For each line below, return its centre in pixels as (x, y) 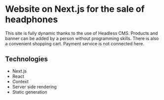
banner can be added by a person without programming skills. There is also (82, 38)
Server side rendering (34, 87)
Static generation (30, 92)
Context (20, 81)
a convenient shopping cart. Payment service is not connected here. (75, 43)
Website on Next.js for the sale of (75, 9)
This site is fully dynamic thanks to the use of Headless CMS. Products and (82, 33)
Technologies (27, 59)
